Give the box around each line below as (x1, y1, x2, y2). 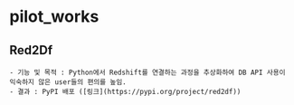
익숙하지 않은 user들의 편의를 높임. (9, 78, 127, 87)
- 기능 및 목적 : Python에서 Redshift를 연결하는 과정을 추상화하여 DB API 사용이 (9, 68, 286, 77)
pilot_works (9, 6, 100, 27)
